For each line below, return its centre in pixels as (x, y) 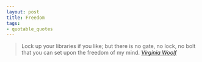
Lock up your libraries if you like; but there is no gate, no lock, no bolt (108, 46)
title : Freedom (26, 18)
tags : (13, 23)
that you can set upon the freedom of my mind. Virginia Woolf (99, 53)
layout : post (23, 12)
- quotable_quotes (30, 29)
